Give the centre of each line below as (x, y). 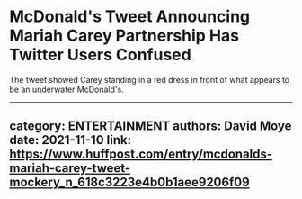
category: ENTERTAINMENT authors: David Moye (151, 127)
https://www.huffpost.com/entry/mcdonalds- (141, 154)
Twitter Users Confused (100, 55)
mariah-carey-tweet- (70, 168)
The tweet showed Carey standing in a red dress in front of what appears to (150, 79)
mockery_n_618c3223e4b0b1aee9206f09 (129, 182)
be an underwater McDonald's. (67, 89)
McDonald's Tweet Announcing (130, 17)
